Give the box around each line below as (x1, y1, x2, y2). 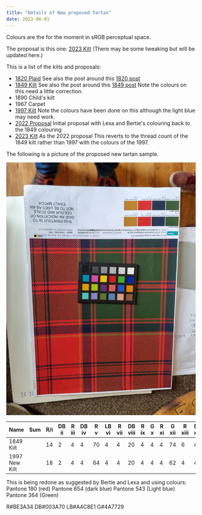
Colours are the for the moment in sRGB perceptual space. (6, 33, 151, 40)
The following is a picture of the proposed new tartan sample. (6, 150, 159, 158)
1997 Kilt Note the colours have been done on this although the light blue (14, 106, 195, 114)
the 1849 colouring (14, 126, 62, 133)
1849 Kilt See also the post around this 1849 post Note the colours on (14, 81, 188, 88)
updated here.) (6, 51, 43, 58)
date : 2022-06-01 (6, 16, 50, 22)
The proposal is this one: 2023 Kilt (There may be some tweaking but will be (6, 45, 195, 52)
